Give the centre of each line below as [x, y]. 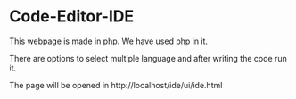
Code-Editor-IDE [72, 16]
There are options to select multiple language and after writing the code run [148, 58]
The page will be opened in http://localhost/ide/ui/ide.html [116, 85]
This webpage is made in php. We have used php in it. [108, 41]
